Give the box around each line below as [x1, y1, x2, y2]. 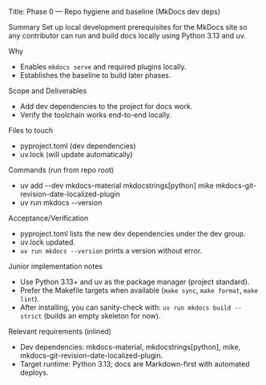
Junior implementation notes [8, 261, 103, 271]
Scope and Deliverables [8, 86, 87, 95]
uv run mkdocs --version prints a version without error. [19, 246, 203, 255]
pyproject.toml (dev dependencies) [19, 141, 136, 151]
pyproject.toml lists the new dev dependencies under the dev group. [19, 229, 246, 238]
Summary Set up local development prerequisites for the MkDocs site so [8, 22, 248, 31]
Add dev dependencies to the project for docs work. [19, 102, 193, 111]
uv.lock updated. [19, 237, 76, 247]
